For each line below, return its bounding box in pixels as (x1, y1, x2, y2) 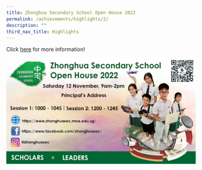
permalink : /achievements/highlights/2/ (6, 16, 109, 22)
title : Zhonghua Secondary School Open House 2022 (6, 10, 136, 16)
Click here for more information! (6, 45, 85, 53)
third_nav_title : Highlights (6, 29, 79, 35)
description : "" (6, 22, 47, 28)
